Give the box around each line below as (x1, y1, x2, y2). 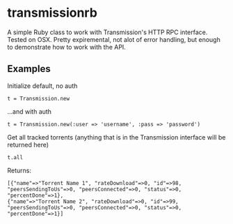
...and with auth (7, 107, 52, 116)
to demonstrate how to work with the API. (7, 43, 127, 51)
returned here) (7, 140, 49, 149)
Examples (7, 63, 51, 75)
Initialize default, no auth (7, 82, 78, 90)
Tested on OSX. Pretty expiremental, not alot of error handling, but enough (7, 35, 220, 43)
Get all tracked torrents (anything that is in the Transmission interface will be (7, 133, 226, 141)
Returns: (7, 166, 32, 174)
